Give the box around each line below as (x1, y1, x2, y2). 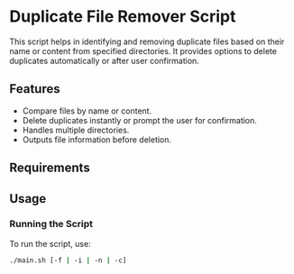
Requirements (9, 160, 90, 176)
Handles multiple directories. (22, 124, 130, 135)
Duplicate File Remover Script (9, 6, 236, 27)
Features (9, 81, 60, 96)
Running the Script (9, 218, 93, 231)
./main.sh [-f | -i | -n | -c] (9, 255, 127, 265)
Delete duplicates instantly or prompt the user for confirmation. (22, 114, 257, 125)
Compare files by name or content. (22, 105, 152, 116)
